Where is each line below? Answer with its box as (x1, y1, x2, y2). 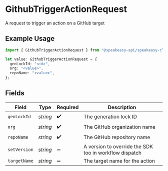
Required (56, 104, 79, 111)
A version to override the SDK (83, 143, 153, 150)
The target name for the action (83, 157, 155, 164)
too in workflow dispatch (83, 149, 141, 156)
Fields (5, 89, 25, 98)
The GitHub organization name (83, 124, 156, 131)
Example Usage (5, 34, 55, 43)
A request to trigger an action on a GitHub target (5, 20, 105, 26)
